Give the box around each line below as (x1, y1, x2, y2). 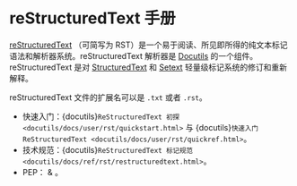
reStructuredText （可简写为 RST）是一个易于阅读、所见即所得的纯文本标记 (9, 39, 289, 50)
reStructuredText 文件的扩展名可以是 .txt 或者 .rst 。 (9, 91, 208, 103)
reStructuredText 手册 (9, 8, 177, 29)
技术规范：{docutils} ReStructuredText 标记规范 (22, 144, 193, 155)
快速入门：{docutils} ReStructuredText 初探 (22, 111, 180, 122)
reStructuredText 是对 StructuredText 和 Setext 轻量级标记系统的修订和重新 (9, 62, 287, 72)
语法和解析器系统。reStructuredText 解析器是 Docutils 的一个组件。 (9, 50, 258, 61)
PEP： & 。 (22, 166, 64, 177)
